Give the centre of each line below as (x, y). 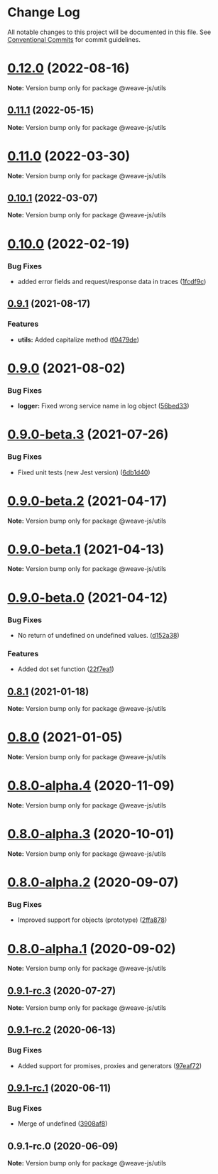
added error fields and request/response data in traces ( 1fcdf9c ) (112, 281)
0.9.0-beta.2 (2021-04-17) (87, 501)
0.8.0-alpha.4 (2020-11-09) (91, 786)
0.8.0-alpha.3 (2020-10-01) (91, 834)
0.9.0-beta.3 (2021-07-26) (88, 435)
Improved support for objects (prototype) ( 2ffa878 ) (92, 920)
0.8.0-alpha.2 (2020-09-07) (93, 882)
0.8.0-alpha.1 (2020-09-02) (92, 949)
